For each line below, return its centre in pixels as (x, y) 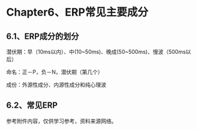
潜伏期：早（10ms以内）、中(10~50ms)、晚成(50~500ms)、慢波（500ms (96, 52)
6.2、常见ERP (32, 105)
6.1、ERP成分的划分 (43, 36)
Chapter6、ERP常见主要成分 (77, 12)
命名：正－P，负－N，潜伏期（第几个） (55, 72)
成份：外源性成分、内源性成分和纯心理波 (56, 85)
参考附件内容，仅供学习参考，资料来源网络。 (62, 121)
